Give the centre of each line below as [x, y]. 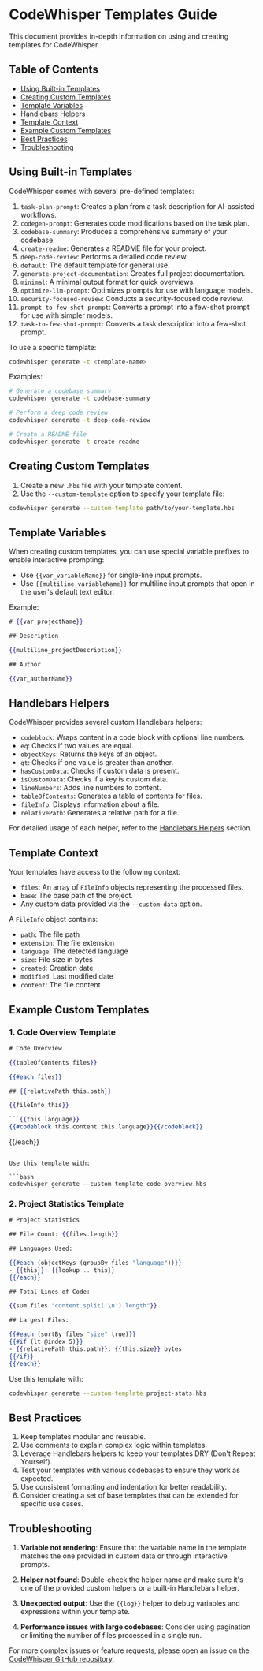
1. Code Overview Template [63, 1032]
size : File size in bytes [56, 960]
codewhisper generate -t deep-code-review [80, 420]
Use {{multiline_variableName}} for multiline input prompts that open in [137, 584]
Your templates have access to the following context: [95, 872]
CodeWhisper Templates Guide [113, 15]
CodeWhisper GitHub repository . [62, 1659]
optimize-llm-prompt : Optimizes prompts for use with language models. [137, 290]
